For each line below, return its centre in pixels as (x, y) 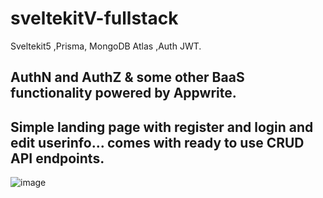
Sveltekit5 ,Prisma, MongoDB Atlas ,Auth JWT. (106, 46)
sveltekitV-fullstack (94, 18)
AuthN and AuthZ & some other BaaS (127, 77)
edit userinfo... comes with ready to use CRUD (157, 142)
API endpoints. (57, 158)
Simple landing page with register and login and (162, 127)
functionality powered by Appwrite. (123, 93)
